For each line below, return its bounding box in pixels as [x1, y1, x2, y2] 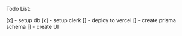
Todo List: [6, 5, 31, 12]
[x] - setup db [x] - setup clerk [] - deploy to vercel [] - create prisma [6, 17, 177, 23]
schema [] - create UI [6, 23, 59, 30]
